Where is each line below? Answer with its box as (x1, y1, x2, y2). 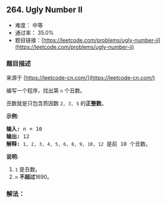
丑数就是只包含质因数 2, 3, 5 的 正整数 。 (6, 100, 107, 107)
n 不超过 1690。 (14, 174, 53, 181)
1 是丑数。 (14, 166, 41, 173)
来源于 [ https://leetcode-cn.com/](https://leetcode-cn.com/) (6, 74, 155, 82)
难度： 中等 (14, 21, 43, 29)
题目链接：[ (14, 36, 44, 44)
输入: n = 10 (6, 126, 43, 133)
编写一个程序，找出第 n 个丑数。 (6, 87, 86, 94)
